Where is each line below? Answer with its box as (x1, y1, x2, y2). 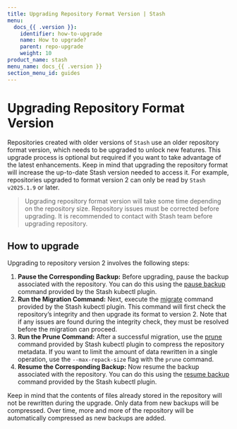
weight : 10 (20, 50, 52, 57)
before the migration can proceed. (17, 325, 118, 334)
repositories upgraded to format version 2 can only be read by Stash (7, 176, 206, 184)
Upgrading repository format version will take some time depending (24, 197, 221, 206)
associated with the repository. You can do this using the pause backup (17, 280, 226, 288)
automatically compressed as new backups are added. (7, 414, 166, 423)
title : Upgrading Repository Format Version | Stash (7, 10, 166, 18)
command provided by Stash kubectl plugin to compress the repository (17, 340, 224, 348)
